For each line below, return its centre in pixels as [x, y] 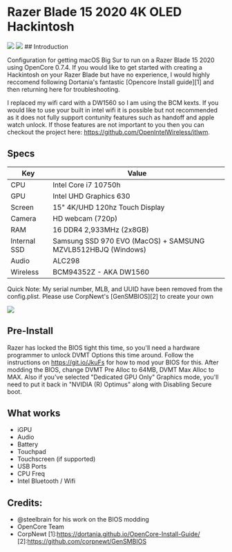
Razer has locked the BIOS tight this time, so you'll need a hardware [104, 347]
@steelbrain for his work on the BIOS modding [83, 520]
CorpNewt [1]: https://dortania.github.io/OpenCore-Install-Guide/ [108, 534]
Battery [28, 444]
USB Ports [32, 466]
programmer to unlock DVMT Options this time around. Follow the [101, 355]
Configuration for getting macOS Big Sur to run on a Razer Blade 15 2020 [111, 60]
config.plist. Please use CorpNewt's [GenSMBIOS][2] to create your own [110, 296]
